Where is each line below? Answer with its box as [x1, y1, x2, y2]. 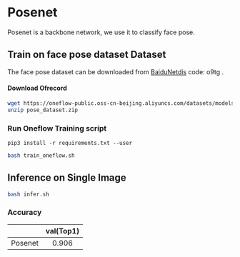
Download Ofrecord [7, 84, 67, 93]
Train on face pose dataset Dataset [7, 49, 166, 61]
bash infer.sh [7, 191, 50, 198]
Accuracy [7, 208, 42, 218]
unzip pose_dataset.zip [7, 106, 79, 114]
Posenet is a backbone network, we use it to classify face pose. [7, 28, 195, 36]
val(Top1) [45, 226, 80, 236]
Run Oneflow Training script [7, 123, 107, 133]
